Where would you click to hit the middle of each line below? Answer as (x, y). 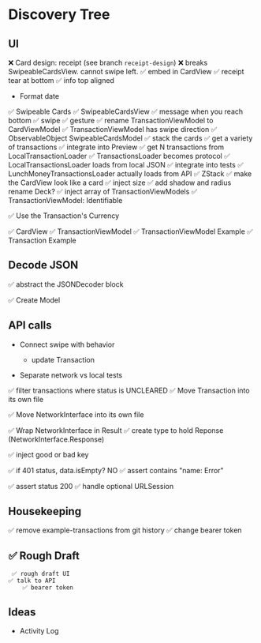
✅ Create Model (34, 300)
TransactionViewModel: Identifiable (65, 200)
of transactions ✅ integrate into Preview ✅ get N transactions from (116, 147)
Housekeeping (45, 511)
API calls (30, 325)
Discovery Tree (59, 15)
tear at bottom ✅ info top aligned (61, 80)
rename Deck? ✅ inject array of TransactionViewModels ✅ (103, 192)
